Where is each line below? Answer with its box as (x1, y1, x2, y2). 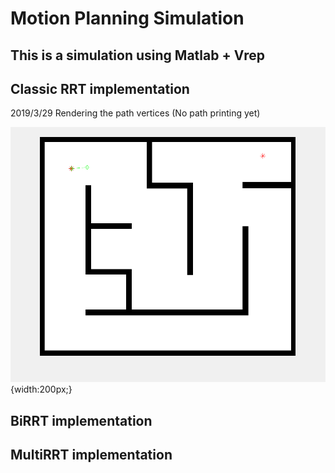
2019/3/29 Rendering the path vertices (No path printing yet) (10, 107, 261, 119)
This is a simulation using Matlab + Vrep (10, 47, 265, 64)
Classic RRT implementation (10, 80, 190, 97)
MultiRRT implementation (10, 447, 173, 464)
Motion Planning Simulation (10, 7, 245, 30)
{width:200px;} (10, 383, 73, 396)
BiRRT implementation (10, 412, 153, 429)
